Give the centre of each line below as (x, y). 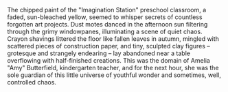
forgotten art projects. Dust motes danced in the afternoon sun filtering (107, 24)
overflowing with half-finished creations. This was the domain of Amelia (109, 60)
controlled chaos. (32, 82)
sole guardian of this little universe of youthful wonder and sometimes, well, (114, 75)
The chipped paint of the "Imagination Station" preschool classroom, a (107, 10)
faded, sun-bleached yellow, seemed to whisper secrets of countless (105, 17)
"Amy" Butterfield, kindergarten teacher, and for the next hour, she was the (113, 68)
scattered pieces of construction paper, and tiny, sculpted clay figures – (109, 46)
